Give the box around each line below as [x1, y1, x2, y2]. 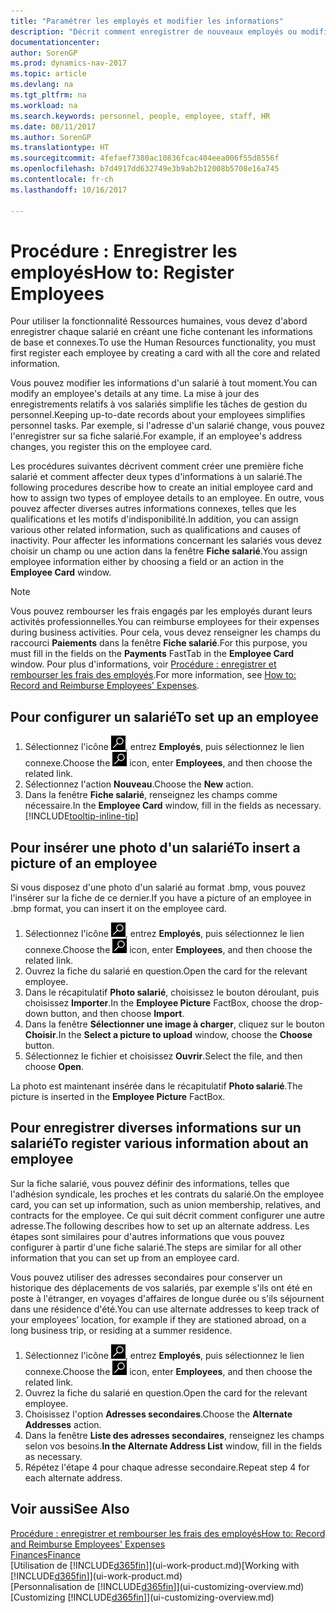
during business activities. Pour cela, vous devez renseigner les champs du [10, 626, 321, 639]
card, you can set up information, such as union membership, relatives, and [10, 1198, 322, 1210]
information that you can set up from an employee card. [10, 1251, 240, 1264]
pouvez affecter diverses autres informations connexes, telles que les [10, 503, 297, 515]
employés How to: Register [10, 261, 235, 284]
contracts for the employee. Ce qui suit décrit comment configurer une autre [10, 1209, 325, 1221]
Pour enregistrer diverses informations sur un [10, 1120, 302, 1137]
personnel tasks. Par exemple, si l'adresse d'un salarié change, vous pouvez [10, 420, 326, 432]
